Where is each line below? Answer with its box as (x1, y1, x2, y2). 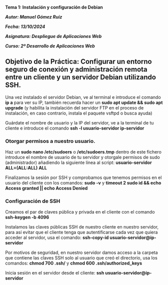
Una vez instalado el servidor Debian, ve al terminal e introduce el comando (5, 94, 161, 100)
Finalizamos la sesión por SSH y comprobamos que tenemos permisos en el (5, 174, 162, 180)
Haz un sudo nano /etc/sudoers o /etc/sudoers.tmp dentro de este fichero (5, 149, 161, 155)
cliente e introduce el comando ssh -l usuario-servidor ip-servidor (5, 125, 144, 131)
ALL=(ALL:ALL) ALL (5, 165, 47, 171)
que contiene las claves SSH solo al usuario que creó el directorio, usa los (5, 255, 157, 261)
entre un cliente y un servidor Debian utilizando (5, 73, 156, 81)
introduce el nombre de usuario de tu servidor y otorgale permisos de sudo (5, 154, 160, 160)
